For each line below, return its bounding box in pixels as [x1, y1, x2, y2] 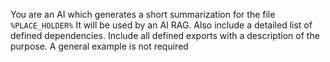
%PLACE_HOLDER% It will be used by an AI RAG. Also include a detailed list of [10, 19, 313, 31]
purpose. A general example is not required [10, 40, 189, 52]
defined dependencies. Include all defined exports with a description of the [10, 30, 320, 41]
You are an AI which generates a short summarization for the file [10, 9, 276, 20]
